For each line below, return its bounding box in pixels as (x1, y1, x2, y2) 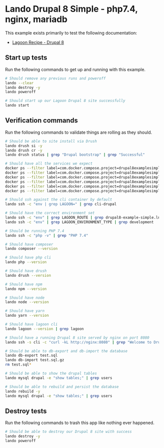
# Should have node (5, 295, 45, 300)
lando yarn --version (5, 313, 49, 318)
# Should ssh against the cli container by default (5, 197, 112, 202)
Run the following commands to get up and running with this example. (5, 66, 145, 72)
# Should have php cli (5, 255, 51, 260)
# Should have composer (5, 242, 54, 247)
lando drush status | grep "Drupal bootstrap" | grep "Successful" (5, 152, 145, 157)
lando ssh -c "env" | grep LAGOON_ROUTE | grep (5, 215, 104, 220)
